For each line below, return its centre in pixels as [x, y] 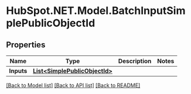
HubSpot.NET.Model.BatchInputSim [96, 11]
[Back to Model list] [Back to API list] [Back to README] [73, 85]
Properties [26, 45]
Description [135, 61]
